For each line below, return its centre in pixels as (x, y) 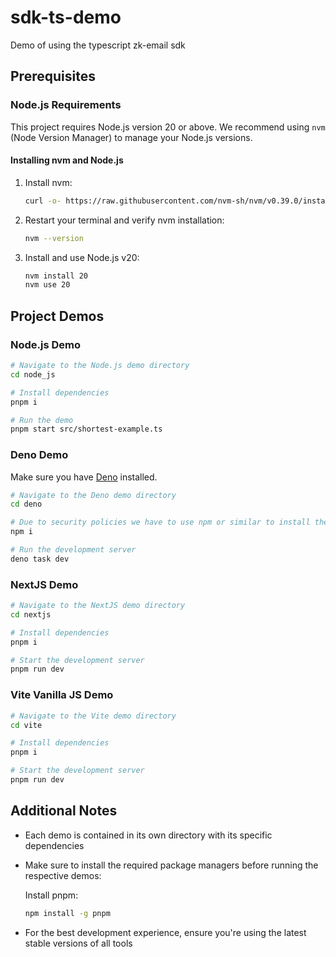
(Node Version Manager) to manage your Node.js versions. (131, 137)
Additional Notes (64, 811)
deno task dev (40, 559)
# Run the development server (73, 550)
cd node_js (33, 374)
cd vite (26, 725)
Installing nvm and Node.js (67, 160)
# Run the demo (42, 420)
